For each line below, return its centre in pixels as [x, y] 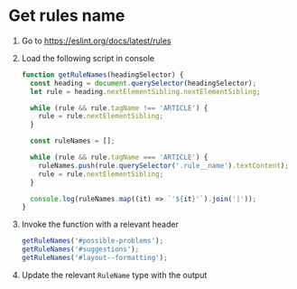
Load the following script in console [88, 58]
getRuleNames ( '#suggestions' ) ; [80, 249]
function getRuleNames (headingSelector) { [102, 75]
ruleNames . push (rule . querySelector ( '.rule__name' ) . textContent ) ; [164, 165]
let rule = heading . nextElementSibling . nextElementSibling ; [145, 91]
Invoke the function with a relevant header [100, 224]
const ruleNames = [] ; [73, 141]
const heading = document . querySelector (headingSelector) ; [144, 83]
